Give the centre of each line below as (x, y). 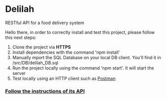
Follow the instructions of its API (45, 91)
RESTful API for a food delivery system (45, 23)
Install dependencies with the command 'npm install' (66, 52)
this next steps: (21, 37)
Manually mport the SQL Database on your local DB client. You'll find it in (86, 57)
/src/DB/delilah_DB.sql (35, 63)
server (19, 73)
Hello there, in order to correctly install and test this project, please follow (80, 32)
